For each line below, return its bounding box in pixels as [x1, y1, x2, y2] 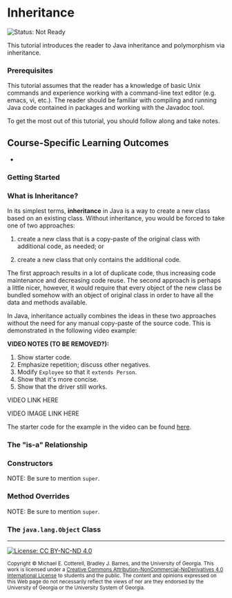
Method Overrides [7, 492, 70, 501]
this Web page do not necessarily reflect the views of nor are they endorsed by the [7, 579, 204, 586]
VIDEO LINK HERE [7, 396, 59, 404]
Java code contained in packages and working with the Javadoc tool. [7, 104, 205, 112]
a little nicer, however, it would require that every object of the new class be [7, 283, 222, 292]
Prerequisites [7, 66, 53, 75]
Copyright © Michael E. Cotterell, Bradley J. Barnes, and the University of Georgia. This [7, 560, 214, 568]
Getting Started [7, 172, 60, 182]
